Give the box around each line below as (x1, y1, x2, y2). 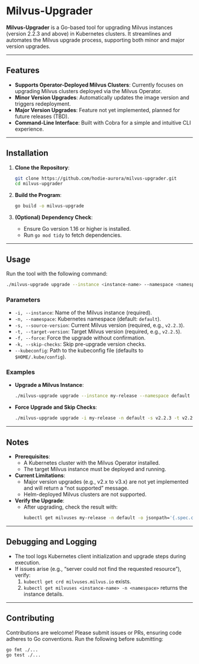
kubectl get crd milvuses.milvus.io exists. (23, 577, 131, 585)
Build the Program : (14, 192, 62, 199)
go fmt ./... (6, 647, 38, 653)
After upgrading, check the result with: (23, 503, 118, 511)
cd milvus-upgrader (14, 181, 63, 187)
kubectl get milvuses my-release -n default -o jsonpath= (23, 515, 170, 521)
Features (6, 65, 40, 75)
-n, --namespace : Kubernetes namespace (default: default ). (14, 316, 161, 323)
